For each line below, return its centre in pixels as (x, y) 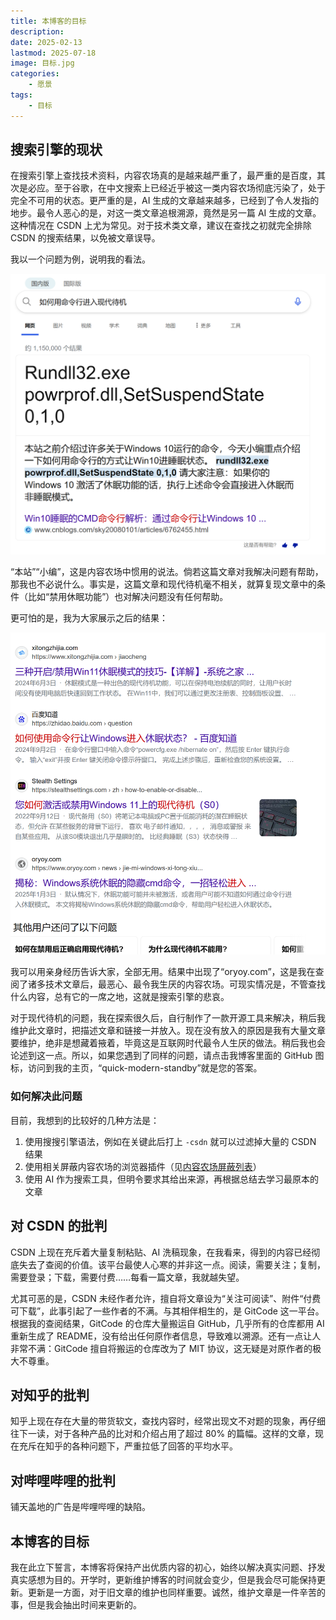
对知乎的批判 (50, 1395)
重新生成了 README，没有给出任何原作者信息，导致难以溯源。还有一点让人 (166, 1336)
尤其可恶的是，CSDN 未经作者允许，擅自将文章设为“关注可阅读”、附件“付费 (166, 1298)
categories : (35, 74)
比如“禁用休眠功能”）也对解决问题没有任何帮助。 (128, 596)
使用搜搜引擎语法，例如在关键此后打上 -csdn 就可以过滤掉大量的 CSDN (170, 1141)
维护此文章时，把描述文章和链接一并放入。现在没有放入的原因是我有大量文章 (168, 1031)
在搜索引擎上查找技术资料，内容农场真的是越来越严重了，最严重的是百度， (163, 176)
